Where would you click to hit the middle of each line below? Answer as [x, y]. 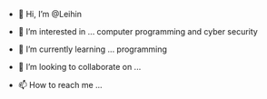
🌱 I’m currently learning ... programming [93, 49]
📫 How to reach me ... [60, 85]
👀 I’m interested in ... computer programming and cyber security [138, 31]
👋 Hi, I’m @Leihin [49, 14]
